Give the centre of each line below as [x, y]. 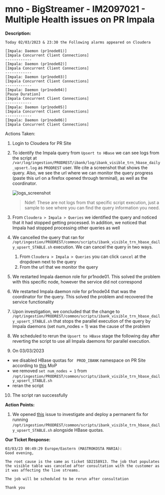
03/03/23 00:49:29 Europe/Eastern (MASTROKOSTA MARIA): [64, 449]
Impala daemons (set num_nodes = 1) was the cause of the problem [81, 326]
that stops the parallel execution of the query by [102, 321]
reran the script [28, 385]
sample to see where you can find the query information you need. [92, 207]
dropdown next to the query [48, 262]
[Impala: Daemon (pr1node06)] [36, 120]
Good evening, [20, 453]
